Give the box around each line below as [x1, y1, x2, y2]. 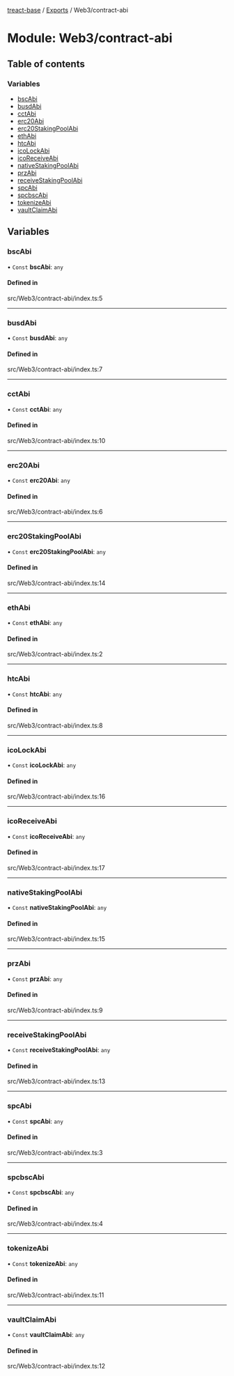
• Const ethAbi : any [7, 619, 63, 627]
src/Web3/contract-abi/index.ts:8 [7, 721, 103, 729]
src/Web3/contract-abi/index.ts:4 [7, 1219, 103, 1228]
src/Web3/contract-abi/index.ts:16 [7, 792, 106, 801]
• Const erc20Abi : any [7, 477, 71, 485]
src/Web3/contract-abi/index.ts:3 [7, 1148, 103, 1157]
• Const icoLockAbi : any [7, 761, 77, 769]
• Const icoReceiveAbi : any [7, 832, 86, 840]
